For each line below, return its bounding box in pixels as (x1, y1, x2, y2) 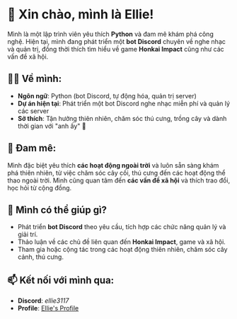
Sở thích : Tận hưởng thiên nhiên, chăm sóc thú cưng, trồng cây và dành (17, 114, 227, 122)
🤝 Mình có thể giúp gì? (7, 204, 108, 216)
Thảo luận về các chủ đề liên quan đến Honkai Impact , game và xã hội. (17, 238, 226, 246)
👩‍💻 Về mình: (7, 73, 62, 85)
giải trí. (17, 230, 38, 239)
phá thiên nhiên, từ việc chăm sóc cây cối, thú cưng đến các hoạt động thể (7, 168, 226, 177)
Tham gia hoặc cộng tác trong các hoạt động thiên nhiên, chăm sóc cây (17, 245, 228, 254)
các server (17, 106, 50, 115)
